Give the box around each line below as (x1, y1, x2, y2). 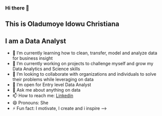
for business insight (12, 55, 53, 61)
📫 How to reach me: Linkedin (12, 93, 74, 99)
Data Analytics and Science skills (12, 66, 81, 72)
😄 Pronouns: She (12, 100, 49, 106)
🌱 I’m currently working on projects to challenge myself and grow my (12, 61, 154, 67)
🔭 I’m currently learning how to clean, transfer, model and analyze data (12, 50, 158, 56)
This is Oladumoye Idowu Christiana (5, 20, 119, 28)
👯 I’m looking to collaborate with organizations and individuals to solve (12, 71, 157, 77)
